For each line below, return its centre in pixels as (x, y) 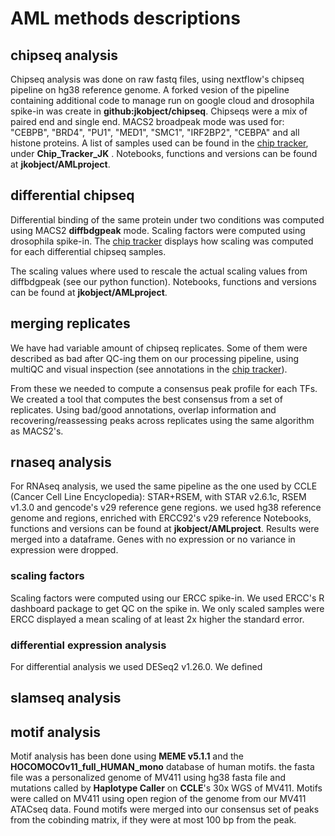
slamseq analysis (66, 698)
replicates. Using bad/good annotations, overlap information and (143, 409)
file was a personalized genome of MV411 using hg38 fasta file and (148, 778)
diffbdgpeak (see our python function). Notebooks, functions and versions (163, 281)
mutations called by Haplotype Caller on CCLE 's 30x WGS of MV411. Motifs (166, 788)
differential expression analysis (88, 645)
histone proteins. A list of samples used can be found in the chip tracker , (159, 143)
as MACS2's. (37, 431)
